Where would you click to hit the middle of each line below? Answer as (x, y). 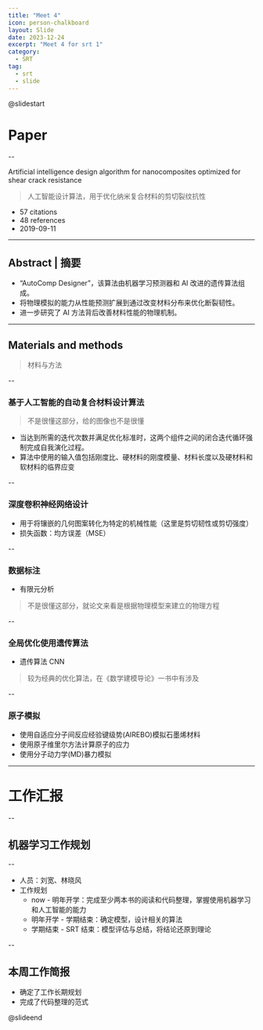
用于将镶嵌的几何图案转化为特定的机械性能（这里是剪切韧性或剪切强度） (136, 523)
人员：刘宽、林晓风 (50, 880)
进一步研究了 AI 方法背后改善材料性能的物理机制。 (100, 313)
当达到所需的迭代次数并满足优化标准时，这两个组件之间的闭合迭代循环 (133, 438)
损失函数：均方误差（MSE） (65, 533)
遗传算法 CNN (42, 662)
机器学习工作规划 (49, 844)
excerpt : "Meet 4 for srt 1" (56, 45)
